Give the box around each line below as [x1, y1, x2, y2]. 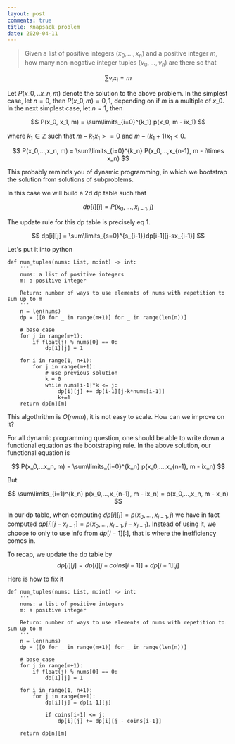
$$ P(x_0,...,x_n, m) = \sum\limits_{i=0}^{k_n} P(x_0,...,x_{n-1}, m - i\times [12, 147, 224, 155]
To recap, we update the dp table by [7, 550, 113, 558]
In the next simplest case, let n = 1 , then [7, 103, 123, 113]
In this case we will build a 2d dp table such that [7, 189, 146, 198]
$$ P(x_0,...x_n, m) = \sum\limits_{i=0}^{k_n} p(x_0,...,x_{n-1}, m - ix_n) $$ [11, 462, 225, 471]
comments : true [7, 17, 52, 24]
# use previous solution [44, 370, 118, 377]
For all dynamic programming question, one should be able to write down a [7, 434, 224, 442]
